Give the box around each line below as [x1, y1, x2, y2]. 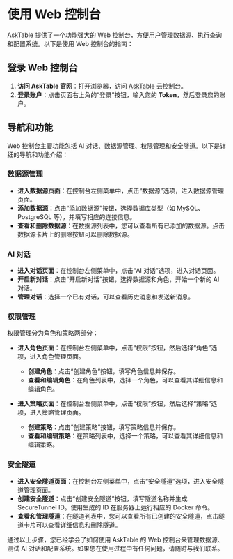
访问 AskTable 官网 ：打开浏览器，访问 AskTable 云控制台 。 [17, 82, 188, 90]
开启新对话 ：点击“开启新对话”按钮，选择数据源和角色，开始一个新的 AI [17, 275, 220, 283]
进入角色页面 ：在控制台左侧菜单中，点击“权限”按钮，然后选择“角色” [17, 343, 211, 352]
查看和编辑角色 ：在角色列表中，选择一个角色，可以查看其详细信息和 [27, 376, 223, 385]
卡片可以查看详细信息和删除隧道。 [23, 521, 122, 529]
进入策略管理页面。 [29, 408, 85, 417]
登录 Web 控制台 [7, 62, 78, 74]
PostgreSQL [17, 212, 52, 221]
